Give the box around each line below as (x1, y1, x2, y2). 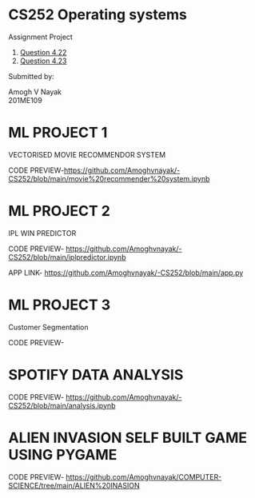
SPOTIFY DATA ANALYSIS (8, 365, 184, 384)
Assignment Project (8, 32, 74, 42)
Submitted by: (8, 71, 54, 81)
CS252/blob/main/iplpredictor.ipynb (8, 252, 126, 261)
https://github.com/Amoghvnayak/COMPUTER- (66, 472, 222, 481)
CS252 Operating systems (8, 6, 188, 24)
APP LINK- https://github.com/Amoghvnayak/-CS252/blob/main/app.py (8, 268, 244, 277)
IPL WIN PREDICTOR (8, 228, 77, 237)
